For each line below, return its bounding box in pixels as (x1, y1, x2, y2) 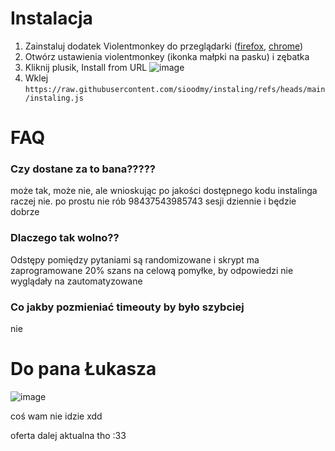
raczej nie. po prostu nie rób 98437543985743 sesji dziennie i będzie (10, 195, 297, 207)
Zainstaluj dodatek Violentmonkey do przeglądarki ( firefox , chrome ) (24, 40, 304, 52)
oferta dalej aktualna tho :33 (10, 429, 127, 441)
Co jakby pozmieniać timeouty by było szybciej (10, 300, 245, 314)
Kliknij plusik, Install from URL (24, 61, 148, 73)
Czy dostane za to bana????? (10, 162, 156, 176)
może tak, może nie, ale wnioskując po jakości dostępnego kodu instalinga (10, 185, 318, 197)
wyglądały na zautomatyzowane (10, 275, 143, 287)
